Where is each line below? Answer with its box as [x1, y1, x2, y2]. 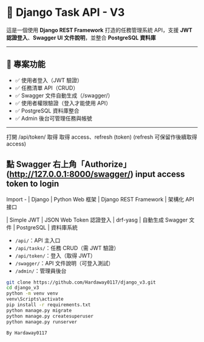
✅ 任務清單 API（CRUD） [15, 84, 79, 91]
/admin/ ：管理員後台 [15, 267, 67, 274]
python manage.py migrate [6, 307, 72, 313]
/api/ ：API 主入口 [15, 237, 61, 244]
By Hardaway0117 [6, 330, 47, 336]
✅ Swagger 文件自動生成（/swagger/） [15, 91, 114, 99]
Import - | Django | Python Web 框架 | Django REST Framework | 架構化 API [6, 195, 194, 203]
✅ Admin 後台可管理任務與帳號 [15, 114, 92, 122]
